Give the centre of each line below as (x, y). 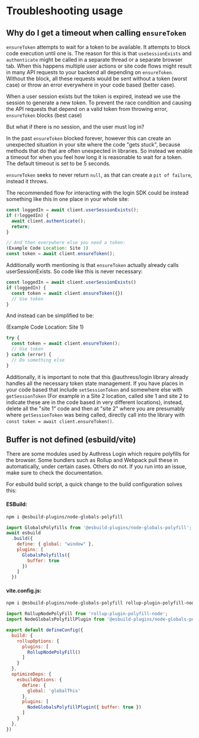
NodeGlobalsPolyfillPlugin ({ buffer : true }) (85, 707)
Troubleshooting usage (65, 11)
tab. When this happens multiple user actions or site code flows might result (99, 66)
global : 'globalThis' (54, 691)
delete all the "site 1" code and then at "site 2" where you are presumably (96, 408)
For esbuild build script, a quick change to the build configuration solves (94, 484)
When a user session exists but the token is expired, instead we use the (93, 96)
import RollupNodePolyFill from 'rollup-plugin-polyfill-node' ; (87, 614)
